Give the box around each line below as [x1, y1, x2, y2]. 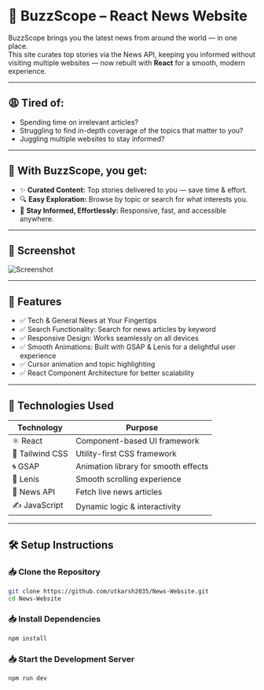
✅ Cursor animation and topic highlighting [19, 360, 156, 369]
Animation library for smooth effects [75, 461, 209, 472]
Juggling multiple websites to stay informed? [19, 133, 165, 144]
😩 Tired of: [8, 97, 64, 110]
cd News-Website [8, 594, 61, 603]
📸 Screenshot [8, 243, 76, 257]
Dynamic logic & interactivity [75, 501, 181, 512]
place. [8, 41, 29, 50]
